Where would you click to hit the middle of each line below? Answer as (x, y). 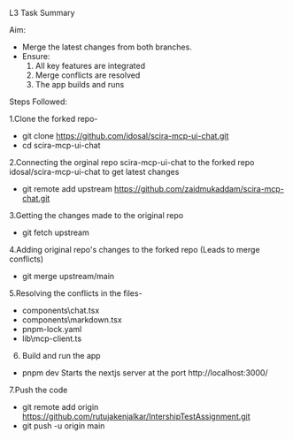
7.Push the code (39, 390)
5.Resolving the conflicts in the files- (76, 293)
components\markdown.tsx (72, 320)
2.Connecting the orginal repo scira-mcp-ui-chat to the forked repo (132, 162)
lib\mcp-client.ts (52, 338)
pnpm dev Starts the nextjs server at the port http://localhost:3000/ (145, 373)
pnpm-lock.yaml (52, 329)
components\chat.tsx (61, 310)
